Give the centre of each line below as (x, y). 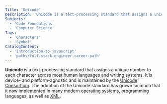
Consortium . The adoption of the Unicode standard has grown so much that (83, 86)
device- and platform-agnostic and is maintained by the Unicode (71, 80)
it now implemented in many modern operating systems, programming (77, 91)
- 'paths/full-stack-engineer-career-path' (55, 56)
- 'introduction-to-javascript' (43, 51)
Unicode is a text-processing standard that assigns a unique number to (78, 70)
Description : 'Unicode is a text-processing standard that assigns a (79, 14)
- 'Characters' (25, 38)
